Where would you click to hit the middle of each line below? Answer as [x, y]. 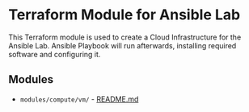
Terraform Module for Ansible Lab [124, 15]
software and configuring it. [55, 54]
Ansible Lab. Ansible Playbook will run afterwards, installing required [122, 45]
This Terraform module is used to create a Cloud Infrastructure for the [125, 37]
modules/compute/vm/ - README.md [79, 99]
